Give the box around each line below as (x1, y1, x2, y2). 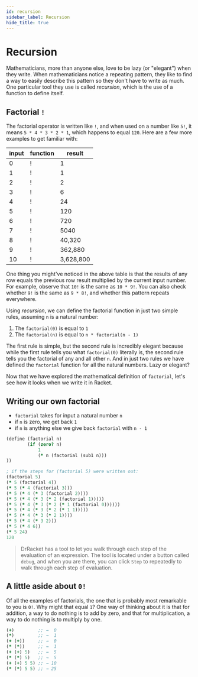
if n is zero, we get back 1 (14, 418, 77, 425)
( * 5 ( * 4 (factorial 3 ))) (6, 485, 73, 491)
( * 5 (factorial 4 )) (6, 480, 57, 485)
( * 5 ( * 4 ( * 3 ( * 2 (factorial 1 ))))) (6, 496, 105, 502)
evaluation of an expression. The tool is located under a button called (20, 551, 189, 559)
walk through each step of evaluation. (20, 564, 113, 571)
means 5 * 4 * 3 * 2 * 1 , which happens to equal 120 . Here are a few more (6, 129, 192, 136)
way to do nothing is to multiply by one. (6, 616, 102, 623)
